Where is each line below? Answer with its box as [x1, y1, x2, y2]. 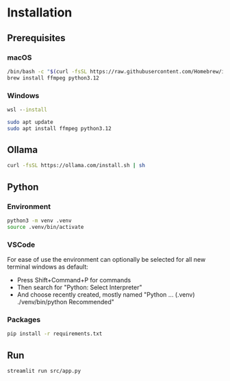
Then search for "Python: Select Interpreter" [16, 283, 142, 291]
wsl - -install [7, 106, 48, 113]
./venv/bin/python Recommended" [16, 297, 115, 306]
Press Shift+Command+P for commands [16, 275, 131, 284]
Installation [7, 5, 73, 21]
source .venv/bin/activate [7, 223, 84, 230]
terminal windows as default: [7, 262, 89, 271]
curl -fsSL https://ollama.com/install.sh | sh [7, 162, 146, 169]
